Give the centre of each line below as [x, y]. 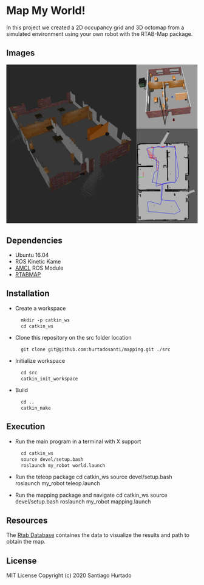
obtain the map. [26, 542]
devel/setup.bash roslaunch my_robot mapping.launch [83, 501]
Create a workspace [40, 308]
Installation [28, 294]
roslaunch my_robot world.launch [63, 465]
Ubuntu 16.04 [32, 255]
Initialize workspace [40, 360]
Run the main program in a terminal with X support [78, 441]
